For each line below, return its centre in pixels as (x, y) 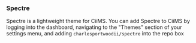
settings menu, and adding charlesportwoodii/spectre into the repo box (95, 34)
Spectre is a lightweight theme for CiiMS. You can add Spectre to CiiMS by (98, 21)
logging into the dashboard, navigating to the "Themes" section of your (94, 27)
